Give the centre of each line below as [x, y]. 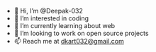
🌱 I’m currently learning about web [65, 26]
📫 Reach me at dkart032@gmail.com [69, 41]
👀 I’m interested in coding [51, 18]
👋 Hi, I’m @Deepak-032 [49, 11]
